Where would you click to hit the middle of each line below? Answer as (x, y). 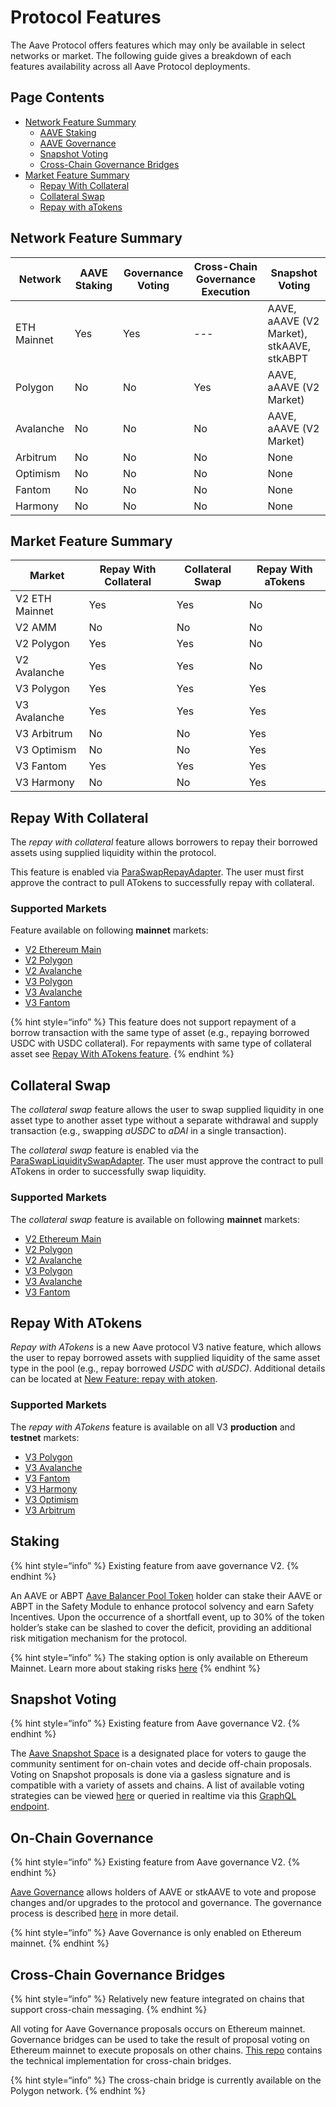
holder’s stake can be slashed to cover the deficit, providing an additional (161, 1627)
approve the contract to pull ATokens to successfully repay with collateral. (162, 883)
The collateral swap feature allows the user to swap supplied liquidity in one (167, 1110)
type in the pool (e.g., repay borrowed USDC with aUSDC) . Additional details (168, 1368)
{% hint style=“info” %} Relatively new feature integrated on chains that (157, 1998)
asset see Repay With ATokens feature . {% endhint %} (122, 1054)
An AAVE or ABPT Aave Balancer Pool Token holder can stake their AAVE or (166, 1595)
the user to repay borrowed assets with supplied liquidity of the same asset (165, 1358)
